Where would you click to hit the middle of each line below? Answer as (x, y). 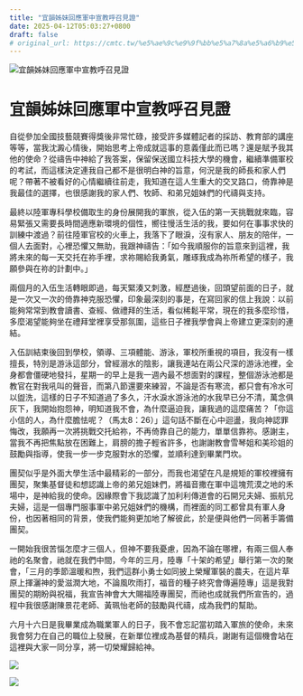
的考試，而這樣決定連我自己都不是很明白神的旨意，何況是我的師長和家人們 (147, 170)
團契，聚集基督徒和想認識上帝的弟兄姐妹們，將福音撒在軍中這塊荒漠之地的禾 (151, 484)
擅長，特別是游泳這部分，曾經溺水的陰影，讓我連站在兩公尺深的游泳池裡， (147, 363)
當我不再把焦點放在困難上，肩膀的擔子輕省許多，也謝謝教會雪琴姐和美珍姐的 (151, 443)
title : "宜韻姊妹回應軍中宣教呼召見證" (74, 18)
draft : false (34, 34)
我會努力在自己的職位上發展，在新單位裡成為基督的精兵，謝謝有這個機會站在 (151, 636)
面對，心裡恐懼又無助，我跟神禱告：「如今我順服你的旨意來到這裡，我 (161, 246)
